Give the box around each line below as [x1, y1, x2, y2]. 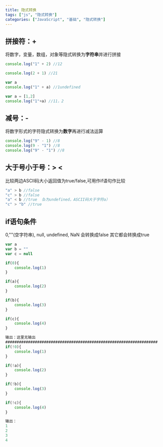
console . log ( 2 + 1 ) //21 [5, 71, 58, 76]
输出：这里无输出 [5, 335, 36, 340]
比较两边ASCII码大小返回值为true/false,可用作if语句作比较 [5, 177, 126, 183]
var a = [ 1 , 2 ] [5, 93, 36, 99]
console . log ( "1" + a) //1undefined [5, 84, 81, 89]
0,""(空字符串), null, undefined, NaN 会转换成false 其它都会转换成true [5, 232, 150, 238]
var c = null [5, 251, 33, 257]
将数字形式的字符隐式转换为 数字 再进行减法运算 [5, 128, 103, 135]
